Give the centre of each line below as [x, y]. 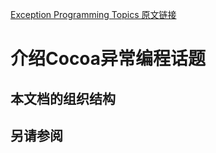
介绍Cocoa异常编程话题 [108, 59]
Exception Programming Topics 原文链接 [93, 14]
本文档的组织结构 [63, 98]
